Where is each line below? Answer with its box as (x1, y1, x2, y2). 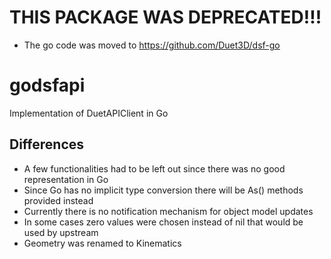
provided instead (23, 194, 94, 206)
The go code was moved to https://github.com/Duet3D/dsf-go (23, 39, 281, 51)
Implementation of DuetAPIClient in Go (9, 107, 169, 119)
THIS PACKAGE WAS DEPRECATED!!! (9, 6, 322, 29)
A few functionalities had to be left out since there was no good (23, 162, 286, 175)
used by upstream (23, 226, 99, 238)
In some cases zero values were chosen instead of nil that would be (23, 216, 304, 228)
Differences (9, 136, 85, 153)
